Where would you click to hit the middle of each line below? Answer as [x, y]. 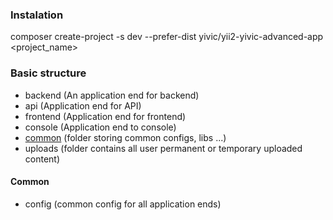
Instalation [37, 15]
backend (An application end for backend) [112, 95]
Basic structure [48, 73]
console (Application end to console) [100, 127]
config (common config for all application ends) [123, 204]
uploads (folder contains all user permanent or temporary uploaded [163, 148]
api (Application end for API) [83, 105]
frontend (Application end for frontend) [105, 116]
